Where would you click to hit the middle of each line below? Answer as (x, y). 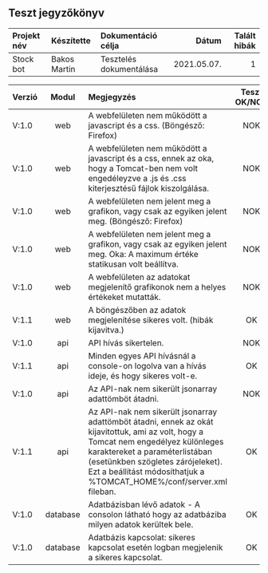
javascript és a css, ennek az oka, (151, 158)
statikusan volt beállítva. (133, 264)
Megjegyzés (112, 97)
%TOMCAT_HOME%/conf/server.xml (158, 481)
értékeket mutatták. (124, 297)
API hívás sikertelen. (126, 342)
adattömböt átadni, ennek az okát (151, 421)
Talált (245, 35)
